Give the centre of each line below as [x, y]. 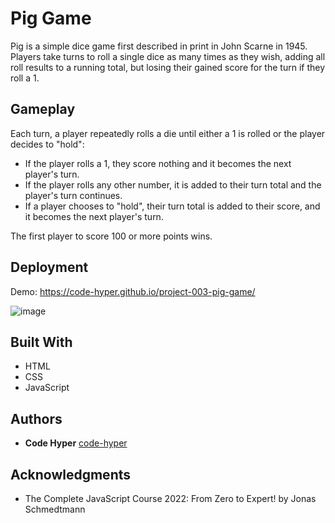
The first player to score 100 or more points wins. [111, 236]
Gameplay [43, 109]
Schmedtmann [55, 509]
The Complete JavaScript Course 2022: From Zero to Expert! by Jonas [170, 498]
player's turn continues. [73, 195]
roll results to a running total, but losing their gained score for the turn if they [168, 67]
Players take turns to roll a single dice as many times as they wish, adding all [168, 56]
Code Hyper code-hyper [76, 443]
